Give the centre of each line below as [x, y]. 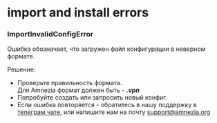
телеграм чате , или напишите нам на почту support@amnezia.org [114, 112]
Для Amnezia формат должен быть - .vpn [78, 90]
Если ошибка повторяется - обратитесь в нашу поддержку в [107, 105]
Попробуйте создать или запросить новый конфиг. [92, 98]
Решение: [21, 69]
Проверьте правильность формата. [69, 83]
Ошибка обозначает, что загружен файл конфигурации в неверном [106, 49]
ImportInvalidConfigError [50, 34]
